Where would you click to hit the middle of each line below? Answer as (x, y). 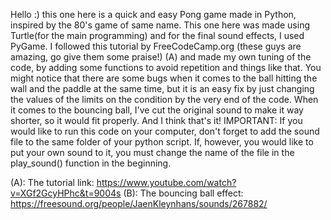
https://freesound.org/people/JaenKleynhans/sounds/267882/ (139, 203)
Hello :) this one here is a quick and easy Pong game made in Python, (153, 14)
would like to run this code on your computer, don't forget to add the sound (165, 131)
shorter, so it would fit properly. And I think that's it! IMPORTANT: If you (156, 120)
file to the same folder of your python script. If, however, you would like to (162, 142)
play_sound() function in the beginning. (91, 163)
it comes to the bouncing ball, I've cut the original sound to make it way (157, 110)
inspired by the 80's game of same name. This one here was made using (160, 25)
